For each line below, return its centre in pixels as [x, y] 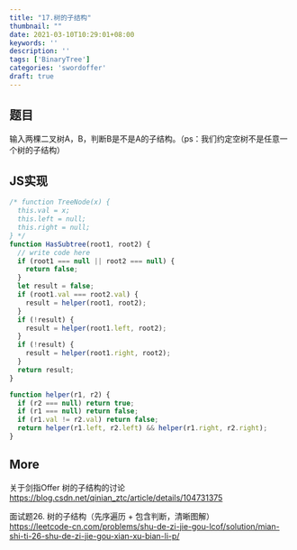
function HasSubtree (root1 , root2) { [80, 244]
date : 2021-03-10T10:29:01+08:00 [72, 34]
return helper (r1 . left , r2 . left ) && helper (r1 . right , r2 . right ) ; [143, 428]
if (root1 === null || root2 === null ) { [96, 261]
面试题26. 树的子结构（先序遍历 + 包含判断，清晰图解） [112, 516]
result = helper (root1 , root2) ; [86, 303]
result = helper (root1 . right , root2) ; [98, 353]
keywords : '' [34, 43]
